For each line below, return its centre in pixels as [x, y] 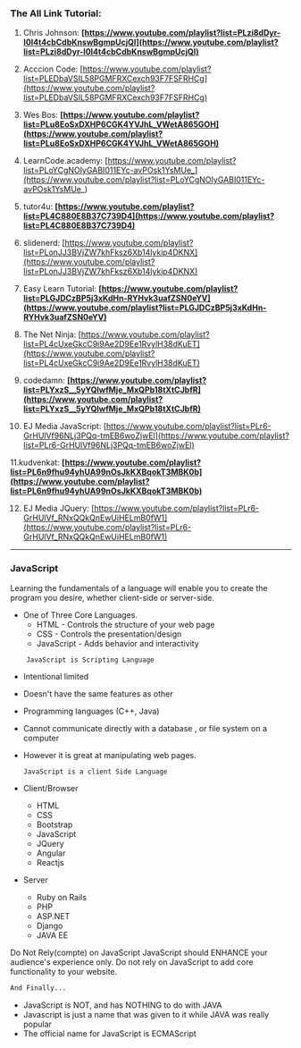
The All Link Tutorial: [56, 13]
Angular [51, 853]
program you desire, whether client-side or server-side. [113, 597]
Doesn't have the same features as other [98, 694]
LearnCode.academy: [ [65, 161]
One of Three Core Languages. [80, 614]
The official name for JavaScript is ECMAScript [110, 1034]
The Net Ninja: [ [52, 334]
